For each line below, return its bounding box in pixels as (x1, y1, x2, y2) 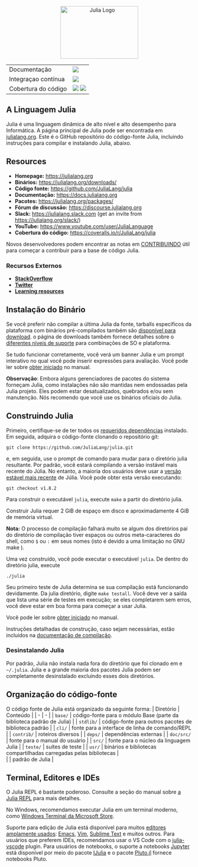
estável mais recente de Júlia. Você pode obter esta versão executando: (6, 474, 182, 481)
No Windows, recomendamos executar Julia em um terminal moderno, (6, 806, 178, 814)
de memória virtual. (6, 513, 54, 520)
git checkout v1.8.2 (6, 485, 57, 491)
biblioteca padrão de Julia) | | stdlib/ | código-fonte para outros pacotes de (6, 718, 192, 725)
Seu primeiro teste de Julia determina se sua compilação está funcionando (6, 583, 189, 590)
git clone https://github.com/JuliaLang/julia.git (6, 444, 134, 450)
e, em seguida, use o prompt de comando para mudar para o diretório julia (6, 455, 187, 462)
